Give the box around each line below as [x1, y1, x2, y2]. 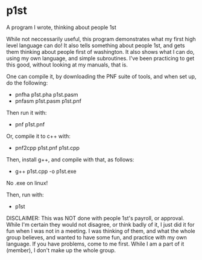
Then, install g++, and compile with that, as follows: [6, 155, 134, 163]
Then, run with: [6, 191, 44, 198]
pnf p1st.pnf [14, 120, 45, 128]
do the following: [6, 79, 48, 86]
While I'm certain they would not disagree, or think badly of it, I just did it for [6, 221, 195, 228]
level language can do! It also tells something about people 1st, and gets [6, 42, 185, 49]
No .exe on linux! [6, 179, 48, 186]
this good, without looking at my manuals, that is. [6, 61, 128, 68]
